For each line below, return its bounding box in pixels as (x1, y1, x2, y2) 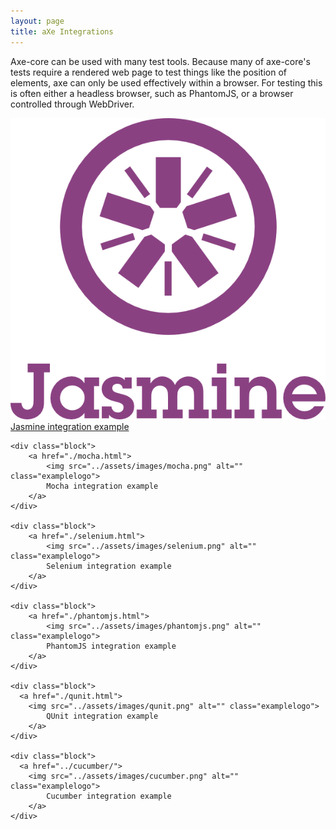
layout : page (10, 16, 65, 26)
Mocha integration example (46, 481, 159, 491)
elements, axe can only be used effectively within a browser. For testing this (10, 76, 323, 89)
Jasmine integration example (10, 420, 130, 432)
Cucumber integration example (46, 791, 172, 801)
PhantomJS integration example (46, 641, 177, 651)
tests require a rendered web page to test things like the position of (10, 66, 288, 78)
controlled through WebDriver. (10, 98, 135, 110)
